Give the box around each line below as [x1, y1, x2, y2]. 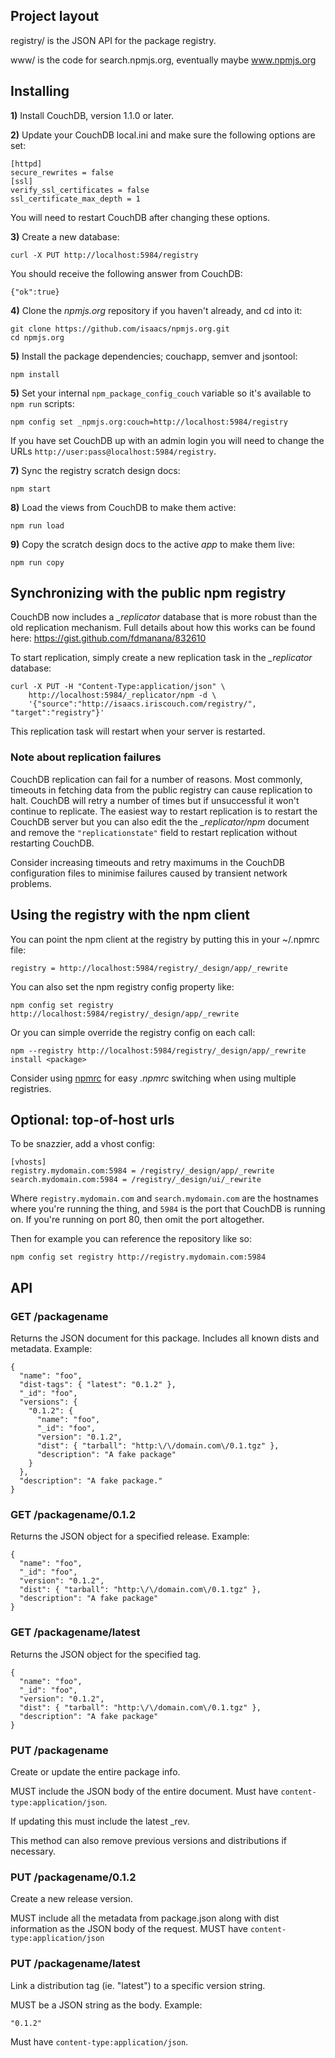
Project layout [10, 8, 100, 25]
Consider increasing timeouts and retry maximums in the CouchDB [10, 856, 285, 868]
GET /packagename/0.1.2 [10, 1507, 137, 1521]
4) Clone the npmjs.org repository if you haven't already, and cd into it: [10, 304, 303, 316]
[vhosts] [10, 1157, 47, 1168]
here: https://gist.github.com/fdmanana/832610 [10, 632, 207, 644]
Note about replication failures [10, 750, 162, 764]
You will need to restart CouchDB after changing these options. [10, 211, 271, 223]
